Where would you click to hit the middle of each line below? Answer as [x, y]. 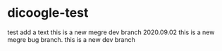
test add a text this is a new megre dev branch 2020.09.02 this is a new [111, 32]
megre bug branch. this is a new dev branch [71, 39]
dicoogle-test [48, 13]
